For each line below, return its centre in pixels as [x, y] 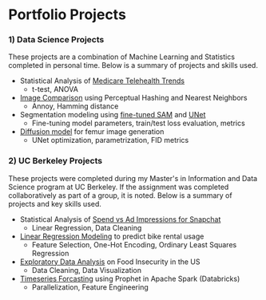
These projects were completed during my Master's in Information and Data [133, 178]
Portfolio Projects [67, 15]
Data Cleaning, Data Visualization [87, 270]
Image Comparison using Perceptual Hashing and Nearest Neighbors [133, 98]
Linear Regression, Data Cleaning [87, 227]
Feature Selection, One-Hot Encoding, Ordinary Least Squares [134, 244]
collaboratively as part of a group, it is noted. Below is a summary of [121, 195]
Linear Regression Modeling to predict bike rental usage [112, 236]
